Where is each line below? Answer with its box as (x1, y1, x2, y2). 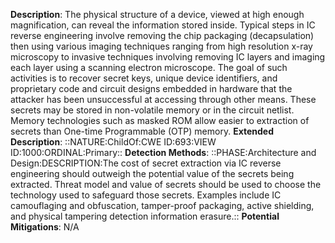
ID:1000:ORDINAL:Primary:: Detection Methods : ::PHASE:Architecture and (10, 147, 317, 158)
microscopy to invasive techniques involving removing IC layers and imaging (10, 51, 326, 63)
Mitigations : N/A (10, 221, 80, 233)
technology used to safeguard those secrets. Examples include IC (10, 189, 282, 201)
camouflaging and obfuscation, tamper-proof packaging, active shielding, (10, 200, 315, 211)
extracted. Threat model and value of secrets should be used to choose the (10, 179, 322, 190)
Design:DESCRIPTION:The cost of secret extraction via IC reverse (10, 157, 282, 169)
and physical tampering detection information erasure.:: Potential (10, 210, 280, 222)
